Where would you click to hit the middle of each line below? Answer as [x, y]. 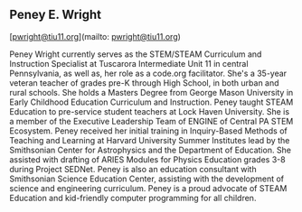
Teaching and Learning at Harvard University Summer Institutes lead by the [150, 140]
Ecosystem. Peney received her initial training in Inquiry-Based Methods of [148, 131]
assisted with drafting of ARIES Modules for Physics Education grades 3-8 [148, 159]
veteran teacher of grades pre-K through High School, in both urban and [144, 83]
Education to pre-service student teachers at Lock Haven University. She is [150, 111]
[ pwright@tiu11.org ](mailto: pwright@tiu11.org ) [95, 36]
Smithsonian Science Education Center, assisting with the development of [147, 179]
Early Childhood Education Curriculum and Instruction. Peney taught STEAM [151, 102]
